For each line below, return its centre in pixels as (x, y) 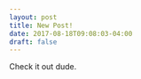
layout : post (33, 17)
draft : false (33, 42)
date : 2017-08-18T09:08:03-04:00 (71, 33)
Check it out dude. (43, 67)
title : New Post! (41, 25)
